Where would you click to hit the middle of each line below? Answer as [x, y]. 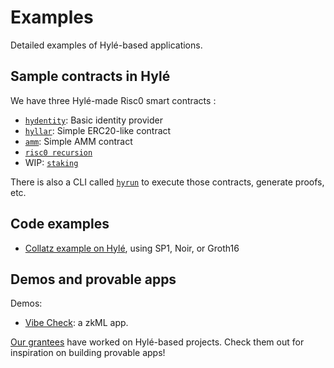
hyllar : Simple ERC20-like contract [98, 130]
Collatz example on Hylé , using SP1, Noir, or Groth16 [132, 248]
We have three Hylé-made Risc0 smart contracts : [113, 100]
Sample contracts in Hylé [90, 76]
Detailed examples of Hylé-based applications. [106, 45]
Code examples [60, 224]
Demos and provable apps [93, 279]
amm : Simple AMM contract [78, 141]
